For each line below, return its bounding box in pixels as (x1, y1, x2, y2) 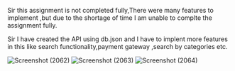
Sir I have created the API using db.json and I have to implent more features (7, 35, 229, 43)
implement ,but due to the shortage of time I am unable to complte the (7, 13, 213, 22)
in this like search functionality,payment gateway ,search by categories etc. (7, 43, 228, 50)
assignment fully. (7, 21, 58, 29)
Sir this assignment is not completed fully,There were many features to (7, 6, 214, 14)
